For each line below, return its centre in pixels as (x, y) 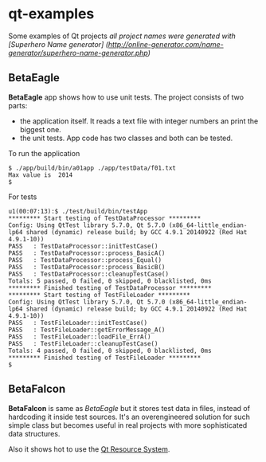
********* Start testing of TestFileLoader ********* (100, 295)
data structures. (34, 433)
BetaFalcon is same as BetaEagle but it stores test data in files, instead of (129, 408)
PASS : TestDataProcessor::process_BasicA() (87, 253)
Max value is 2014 (41, 175)
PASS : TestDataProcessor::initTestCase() (83, 246)
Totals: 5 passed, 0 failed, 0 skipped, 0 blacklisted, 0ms (110, 281)
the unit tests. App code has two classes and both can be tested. (126, 138)
